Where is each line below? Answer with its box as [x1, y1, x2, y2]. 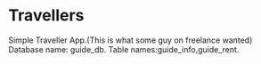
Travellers [8, 5, 85, 26]
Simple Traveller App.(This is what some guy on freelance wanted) [8, 35, 253, 45]
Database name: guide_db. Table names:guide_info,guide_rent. [8, 44, 240, 54]
